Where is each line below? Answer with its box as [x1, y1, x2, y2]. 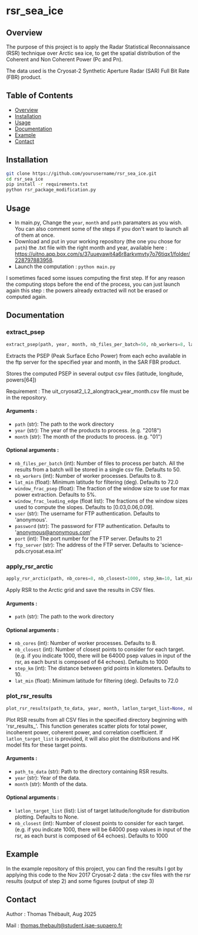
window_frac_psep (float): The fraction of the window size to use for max [14, 484, 190, 491]
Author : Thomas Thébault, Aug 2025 [6, 910, 97, 917]
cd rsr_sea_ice [6, 176, 44, 182]
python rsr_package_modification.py [6, 187, 96, 193]
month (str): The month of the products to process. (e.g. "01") [14, 433, 163, 440]
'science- [160, 541, 184, 548]
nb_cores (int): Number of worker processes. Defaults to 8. [14, 640, 157, 647]
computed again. [6, 293, 47, 300]
